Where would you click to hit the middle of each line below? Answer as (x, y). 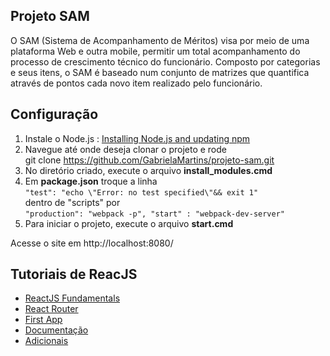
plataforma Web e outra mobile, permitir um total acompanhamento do (155, 51)
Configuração (54, 114)
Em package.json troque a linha (91, 181)
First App (43, 320)
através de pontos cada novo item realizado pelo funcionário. (136, 83)
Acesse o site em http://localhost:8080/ (92, 243)
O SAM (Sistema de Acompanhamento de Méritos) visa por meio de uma (160, 40)
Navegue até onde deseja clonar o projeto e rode (125, 149)
